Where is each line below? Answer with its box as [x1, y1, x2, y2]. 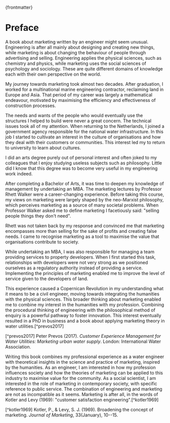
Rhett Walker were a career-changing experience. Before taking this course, [5, 191, 164, 197]
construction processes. [5, 102, 56, 109]
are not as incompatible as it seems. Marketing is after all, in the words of [5, 391, 158, 397]
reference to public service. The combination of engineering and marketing [5, 385, 162, 392]
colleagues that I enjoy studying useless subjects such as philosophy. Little [5, 160, 162, 166]
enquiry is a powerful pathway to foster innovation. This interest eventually [5, 312, 161, 319]
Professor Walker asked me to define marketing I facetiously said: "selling [5, 207, 160, 214]
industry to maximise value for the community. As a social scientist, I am [5, 375, 156, 381]
